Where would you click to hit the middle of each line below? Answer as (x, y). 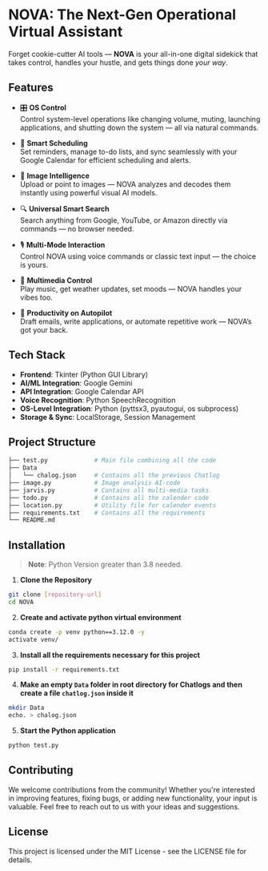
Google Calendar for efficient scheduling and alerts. (105, 160)
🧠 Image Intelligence (55, 175)
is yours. (34, 264)
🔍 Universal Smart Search (64, 208)
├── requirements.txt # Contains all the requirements (107, 513)
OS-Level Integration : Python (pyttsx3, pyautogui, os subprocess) (129, 408)
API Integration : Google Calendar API (82, 391)
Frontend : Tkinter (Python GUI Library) (84, 374)
